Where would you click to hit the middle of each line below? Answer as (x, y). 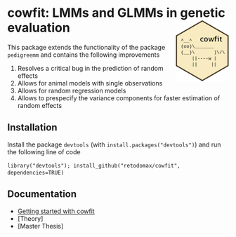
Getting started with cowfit (56, 211)
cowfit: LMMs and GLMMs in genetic (117, 13)
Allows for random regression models (72, 90)
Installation (32, 128)
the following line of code (44, 151)
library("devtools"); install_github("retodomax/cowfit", (94, 165)
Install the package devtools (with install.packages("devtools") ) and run (114, 144)
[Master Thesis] (40, 226)
